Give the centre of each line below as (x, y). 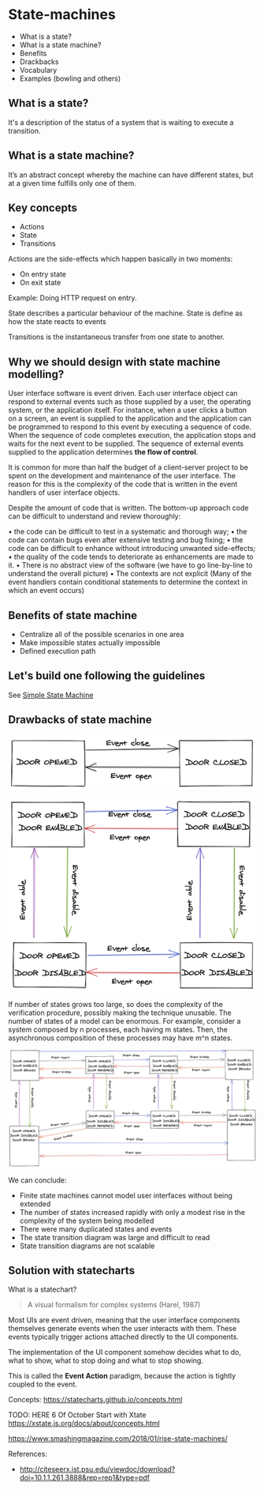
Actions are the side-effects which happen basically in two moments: (121, 259)
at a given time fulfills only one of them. (72, 183)
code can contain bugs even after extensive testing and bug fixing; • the (126, 540)
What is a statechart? (43, 1289)
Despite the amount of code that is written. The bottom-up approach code (128, 508)
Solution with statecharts (72, 1271)
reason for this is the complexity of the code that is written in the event (123, 485)
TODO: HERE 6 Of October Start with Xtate (78, 1415)
